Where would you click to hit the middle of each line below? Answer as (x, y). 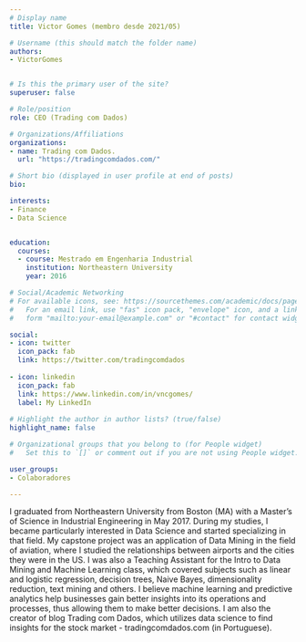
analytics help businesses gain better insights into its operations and (138, 599)
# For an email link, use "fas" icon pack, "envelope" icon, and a (144, 310)
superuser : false (42, 93)
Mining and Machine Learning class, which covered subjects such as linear (150, 570)
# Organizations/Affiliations (67, 134)
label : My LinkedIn (55, 402)
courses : (34, 251)
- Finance (28, 209)
